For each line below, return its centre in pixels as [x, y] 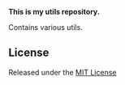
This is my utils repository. [54, 12]
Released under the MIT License [62, 72]
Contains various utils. [45, 27]
